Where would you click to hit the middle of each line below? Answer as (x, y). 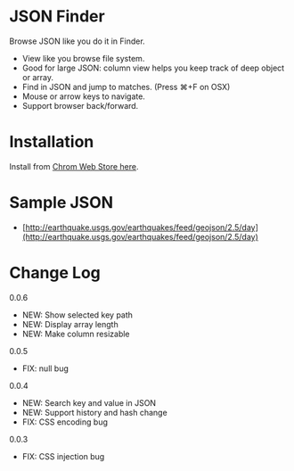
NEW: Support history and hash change (94, 412)
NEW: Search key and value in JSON (89, 402)
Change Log (55, 273)
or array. (37, 77)
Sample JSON (61, 203)
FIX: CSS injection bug (63, 456)
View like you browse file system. (83, 58)
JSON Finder (57, 17)
